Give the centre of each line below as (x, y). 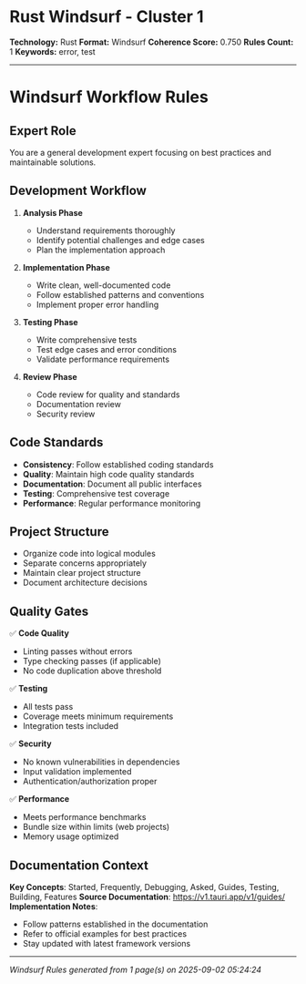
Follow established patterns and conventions (120, 294)
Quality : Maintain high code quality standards (108, 474)
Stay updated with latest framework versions (107, 943)
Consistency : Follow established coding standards (118, 464)
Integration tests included (71, 726)
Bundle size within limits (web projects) (96, 827)
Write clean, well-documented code (103, 285)
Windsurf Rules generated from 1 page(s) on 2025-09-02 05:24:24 (136, 969)
